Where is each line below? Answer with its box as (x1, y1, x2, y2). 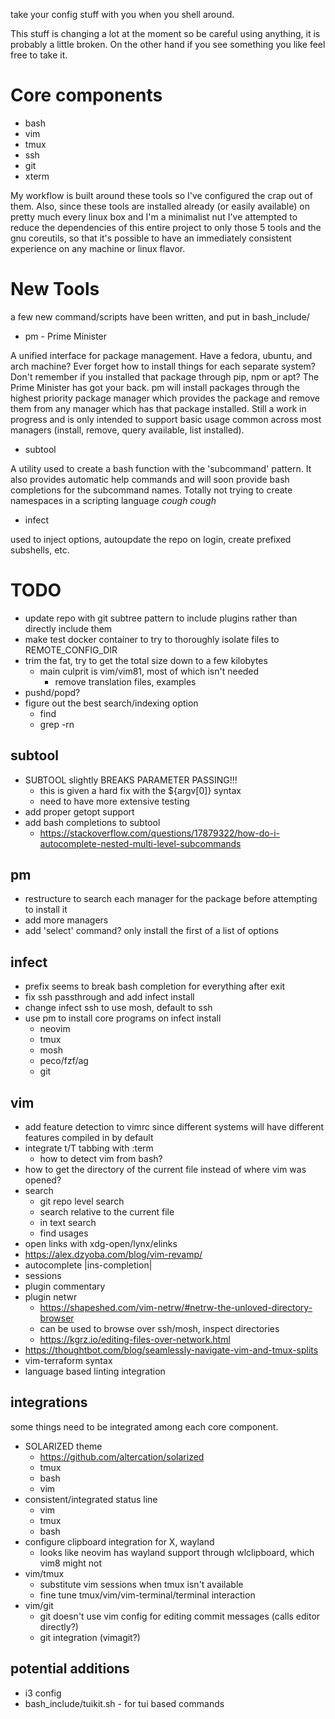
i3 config (24, 1687, 62, 1699)
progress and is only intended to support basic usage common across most (10, 413, 322, 425)
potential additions (10, 1660, 130, 1678)
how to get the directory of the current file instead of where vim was (24, 1164, 307, 1176)
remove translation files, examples (54, 675, 197, 688)
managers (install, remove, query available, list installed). (10, 424, 245, 436)
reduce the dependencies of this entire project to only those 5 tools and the (10, 221, 322, 233)
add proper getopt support (24, 805, 135, 818)
